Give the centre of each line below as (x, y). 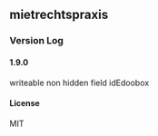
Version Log (36, 41)
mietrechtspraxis (59, 15)
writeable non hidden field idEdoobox (79, 83)
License (25, 103)
